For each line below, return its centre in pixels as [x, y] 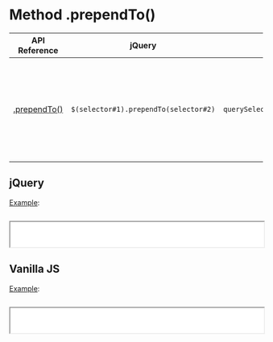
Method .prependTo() [83, 15]
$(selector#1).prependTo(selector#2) [143, 109]
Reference [38, 50]
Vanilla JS [34, 269]
